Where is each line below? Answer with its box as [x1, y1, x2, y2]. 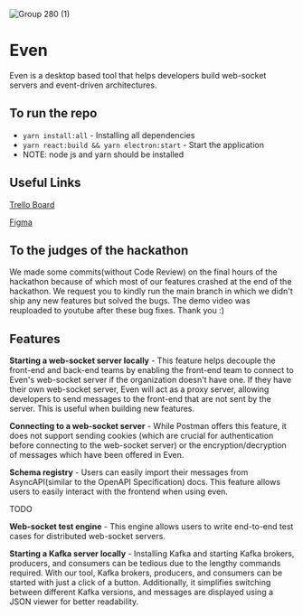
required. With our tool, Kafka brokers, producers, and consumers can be [9, 567, 283, 578]
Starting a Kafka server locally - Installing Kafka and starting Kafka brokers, [9, 548, 295, 559]
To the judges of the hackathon [9, 242, 189, 257]
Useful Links [9, 175, 81, 191]
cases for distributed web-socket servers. [9, 531, 166, 542]
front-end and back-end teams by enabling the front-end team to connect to [9, 365, 294, 376]
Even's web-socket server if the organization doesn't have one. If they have [9, 375, 292, 386]
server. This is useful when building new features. [9, 403, 195, 415]
